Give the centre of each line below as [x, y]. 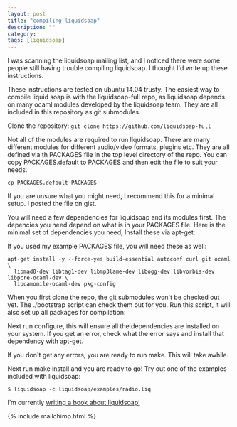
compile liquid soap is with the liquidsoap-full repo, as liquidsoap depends [116, 97]
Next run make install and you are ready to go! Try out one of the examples [117, 369]
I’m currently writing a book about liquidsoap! [74, 403]
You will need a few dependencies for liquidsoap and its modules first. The [117, 217]
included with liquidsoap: [44, 377]
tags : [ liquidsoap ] [36, 40]
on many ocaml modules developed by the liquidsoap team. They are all [113, 104]
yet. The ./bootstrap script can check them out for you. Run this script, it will [119, 305]
